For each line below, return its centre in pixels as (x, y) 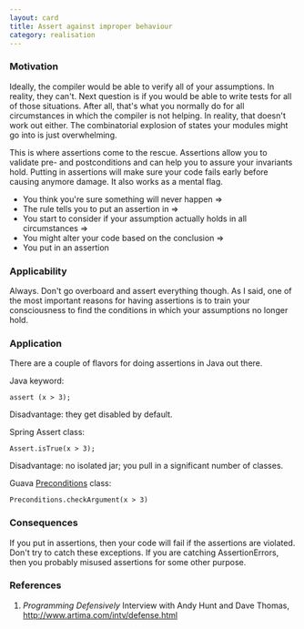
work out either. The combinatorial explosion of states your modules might (149, 125)
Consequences (44, 522)
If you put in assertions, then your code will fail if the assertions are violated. (152, 543)
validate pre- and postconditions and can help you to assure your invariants (151, 162)
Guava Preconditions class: (61, 483)
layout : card (34, 18)
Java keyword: (37, 381)
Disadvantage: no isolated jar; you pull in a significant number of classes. (147, 466)
